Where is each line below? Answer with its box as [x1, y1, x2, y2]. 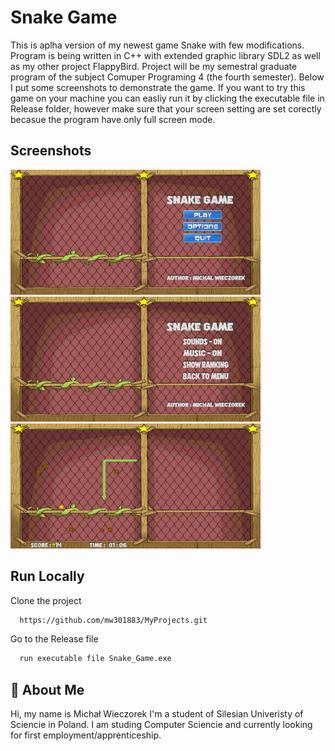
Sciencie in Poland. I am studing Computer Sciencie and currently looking [10, 719, 313, 731]
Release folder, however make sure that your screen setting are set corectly [10, 102, 322, 115]
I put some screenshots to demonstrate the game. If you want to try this [10, 81, 306, 93]
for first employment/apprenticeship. [10, 729, 162, 741]
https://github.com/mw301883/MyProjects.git [19, 615, 208, 625]
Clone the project [10, 594, 82, 606]
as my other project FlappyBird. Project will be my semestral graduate [10, 60, 298, 72]
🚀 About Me [10, 681, 85, 698]
